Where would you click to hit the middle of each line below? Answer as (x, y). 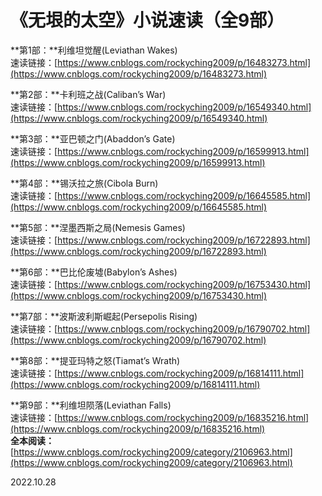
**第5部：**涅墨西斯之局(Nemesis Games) (98, 227)
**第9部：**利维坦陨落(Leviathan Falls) (91, 405)
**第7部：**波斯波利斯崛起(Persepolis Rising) (104, 316)
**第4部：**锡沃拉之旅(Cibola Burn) (84, 183)
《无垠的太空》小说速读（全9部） (147, 20)
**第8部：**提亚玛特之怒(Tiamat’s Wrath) (95, 360)
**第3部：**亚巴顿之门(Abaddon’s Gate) (93, 138)
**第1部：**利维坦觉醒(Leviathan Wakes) (94, 50)
